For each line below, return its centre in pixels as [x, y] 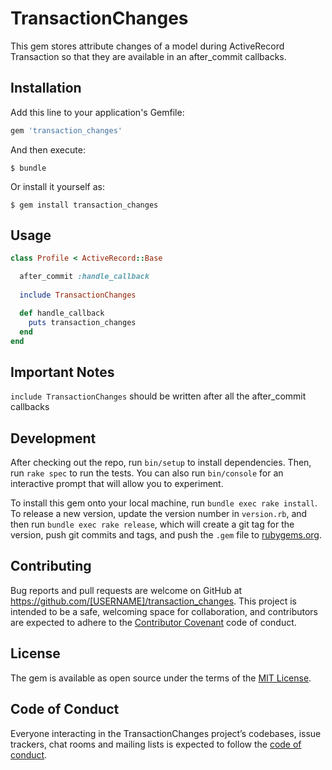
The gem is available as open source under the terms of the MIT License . [161, 678]
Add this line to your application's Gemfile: [97, 112]
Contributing [51, 566]
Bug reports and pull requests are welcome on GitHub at [126, 590]
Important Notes [62, 372]
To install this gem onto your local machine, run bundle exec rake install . [164, 503]
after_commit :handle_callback [84, 277]
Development [53, 438]
